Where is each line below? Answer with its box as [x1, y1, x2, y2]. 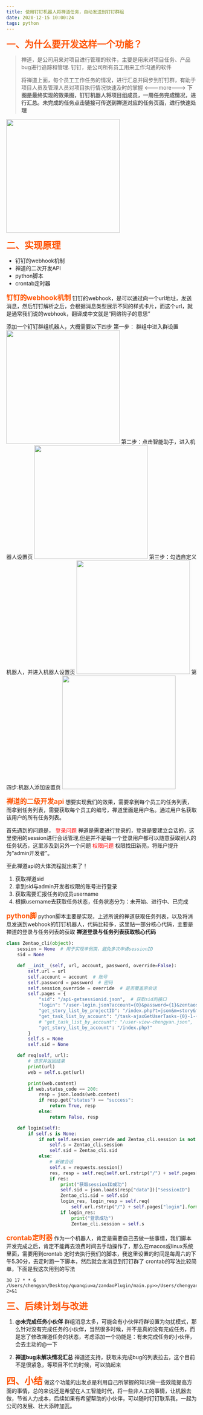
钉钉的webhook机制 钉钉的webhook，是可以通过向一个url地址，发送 [6, 293, 192, 302]
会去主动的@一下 [14, 1340, 58, 1348]
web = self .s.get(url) [28, 1069, 85, 1076]
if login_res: [60, 1210, 96, 1216]
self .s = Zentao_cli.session [49, 1142, 123, 1148]
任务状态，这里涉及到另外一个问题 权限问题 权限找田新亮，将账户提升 [6, 842, 179, 849]
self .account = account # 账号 [28, 974, 108, 980]
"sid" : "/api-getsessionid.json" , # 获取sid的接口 [38, 996, 167, 1003]
